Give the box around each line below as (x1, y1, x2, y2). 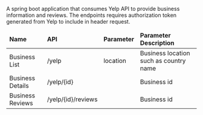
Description (140, 39, 175, 47)
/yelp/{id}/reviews (47, 95, 98, 103)
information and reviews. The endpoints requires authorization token (6, 11, 177, 19)
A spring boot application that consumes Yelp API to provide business (6, 5, 180, 12)
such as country (140, 57, 186, 65)
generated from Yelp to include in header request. (6, 18, 130, 25)
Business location (140, 49, 190, 57)
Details (9, 82, 29, 90)
